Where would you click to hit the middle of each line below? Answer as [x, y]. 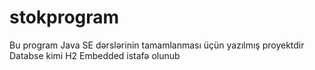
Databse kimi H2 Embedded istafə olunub [95, 55]
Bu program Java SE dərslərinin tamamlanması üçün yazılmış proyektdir [157, 45]
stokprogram [64, 17]
